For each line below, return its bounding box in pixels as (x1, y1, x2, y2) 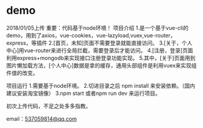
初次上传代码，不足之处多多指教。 (6, 102, 91, 109)
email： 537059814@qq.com (6, 115, 77, 122)
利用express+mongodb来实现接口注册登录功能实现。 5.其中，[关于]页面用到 (6, 54, 196, 61)
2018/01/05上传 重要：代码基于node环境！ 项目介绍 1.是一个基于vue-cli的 (6, 24, 188, 31)
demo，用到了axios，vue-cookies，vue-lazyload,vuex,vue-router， (6, 31, 176, 39)
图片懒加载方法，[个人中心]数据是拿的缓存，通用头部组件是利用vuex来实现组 (6, 61, 197, 69)
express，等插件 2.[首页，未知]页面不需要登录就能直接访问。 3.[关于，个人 (6, 39, 193, 46)
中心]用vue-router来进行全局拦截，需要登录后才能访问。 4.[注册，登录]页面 (6, 46, 193, 54)
